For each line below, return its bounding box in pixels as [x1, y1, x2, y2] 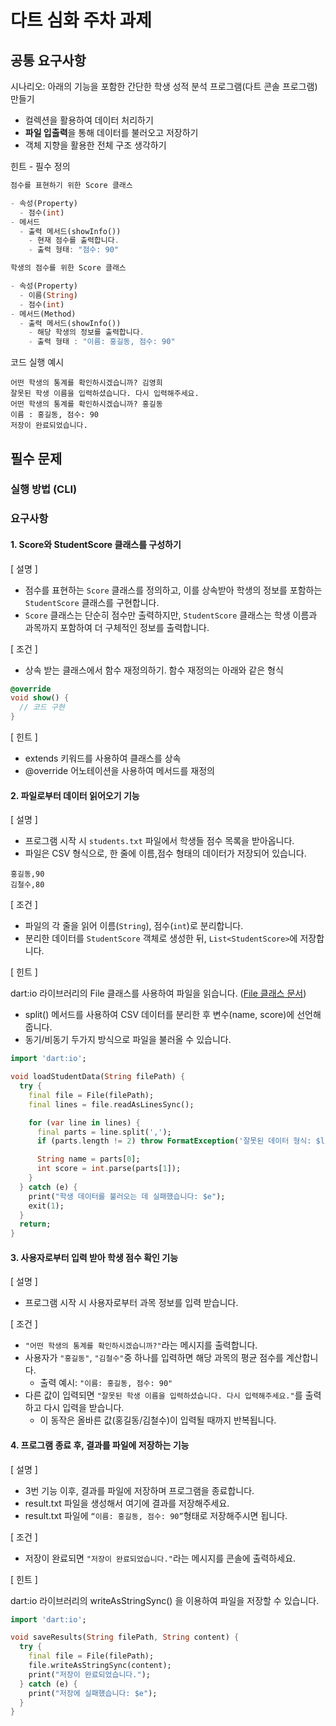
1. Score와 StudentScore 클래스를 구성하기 [10, 538, 182, 550]
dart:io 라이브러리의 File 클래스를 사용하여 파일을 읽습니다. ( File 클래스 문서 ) [10, 987, 307, 1000]
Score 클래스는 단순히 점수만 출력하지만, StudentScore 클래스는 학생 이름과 [24, 609, 318, 621]
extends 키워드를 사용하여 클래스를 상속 [24, 752, 182, 765]
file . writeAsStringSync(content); [28, 1661, 172, 1671]
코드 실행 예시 [10, 356, 65, 368]
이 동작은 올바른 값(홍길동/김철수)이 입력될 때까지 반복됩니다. [39, 1414, 277, 1426]
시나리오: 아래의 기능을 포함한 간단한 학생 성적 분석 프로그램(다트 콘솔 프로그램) [10, 81, 318, 92]
